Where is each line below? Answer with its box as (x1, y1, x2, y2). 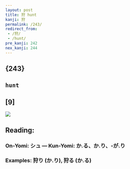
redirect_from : (5, 27, 38, 32)
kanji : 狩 (5, 17, 25, 22)
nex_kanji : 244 (5, 45, 38, 51)
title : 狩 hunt (5, 12, 37, 17)
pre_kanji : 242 (5, 41, 38, 46)
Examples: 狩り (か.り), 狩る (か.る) (5, 157, 92, 164)
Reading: (5, 126, 35, 134)
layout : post (5, 7, 33, 13)
